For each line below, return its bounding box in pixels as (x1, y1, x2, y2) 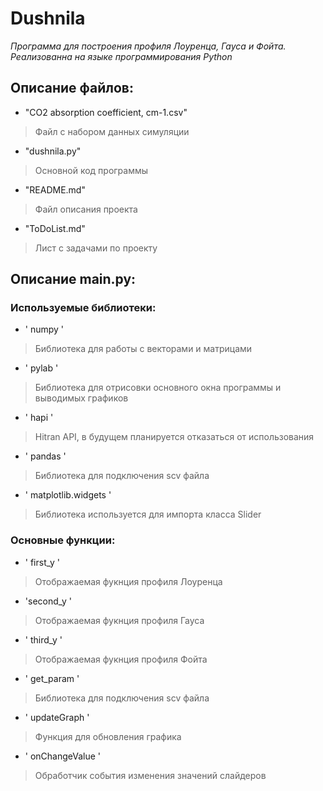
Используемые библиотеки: (10, 301, 157, 315)
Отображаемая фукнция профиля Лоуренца (34, 575, 223, 587)
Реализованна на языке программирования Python (10, 50, 233, 62)
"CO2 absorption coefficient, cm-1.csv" (24, 106, 188, 118)
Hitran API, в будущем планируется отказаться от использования (34, 431, 315, 443)
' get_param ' (24, 672, 80, 684)
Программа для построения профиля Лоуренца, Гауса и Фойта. (10, 40, 287, 52)
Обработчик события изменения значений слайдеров (34, 769, 267, 781)
